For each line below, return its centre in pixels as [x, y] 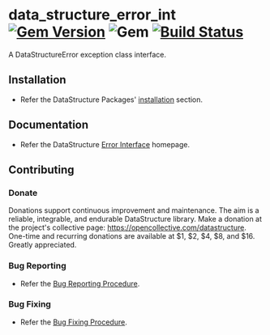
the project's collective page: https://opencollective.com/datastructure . [128, 227]
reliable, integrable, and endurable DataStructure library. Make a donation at [135, 219]
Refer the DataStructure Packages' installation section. [111, 100]
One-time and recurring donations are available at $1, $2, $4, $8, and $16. [132, 236]
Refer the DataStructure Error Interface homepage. [105, 144]
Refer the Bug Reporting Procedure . [80, 283]
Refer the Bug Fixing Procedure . [73, 322]
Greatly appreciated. [43, 245]
